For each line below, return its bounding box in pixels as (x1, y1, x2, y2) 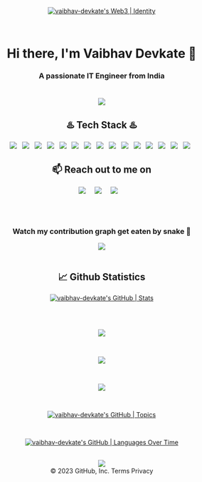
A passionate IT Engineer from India (38, 71, 165, 81)
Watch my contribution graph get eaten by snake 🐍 (12, 226, 191, 236)
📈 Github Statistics (58, 271, 146, 283)
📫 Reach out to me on (52, 164, 151, 176)
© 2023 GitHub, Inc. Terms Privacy (50, 466, 154, 475)
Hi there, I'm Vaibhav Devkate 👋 (6, 46, 197, 62)
